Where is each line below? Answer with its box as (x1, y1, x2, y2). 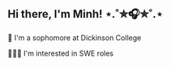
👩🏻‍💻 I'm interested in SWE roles (7, 48, 114, 58)
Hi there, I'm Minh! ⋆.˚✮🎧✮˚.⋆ (7, 7, 164, 21)
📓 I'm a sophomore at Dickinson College (7, 32, 142, 43)
